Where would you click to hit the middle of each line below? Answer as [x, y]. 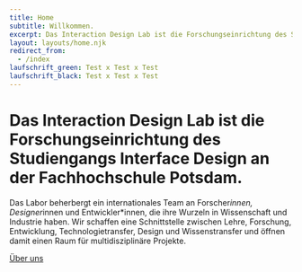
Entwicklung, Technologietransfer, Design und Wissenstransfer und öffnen [147, 231]
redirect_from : [38, 51]
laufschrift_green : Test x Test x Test [84, 68]
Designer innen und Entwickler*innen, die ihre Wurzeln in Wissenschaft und [148, 212]
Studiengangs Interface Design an [139, 158]
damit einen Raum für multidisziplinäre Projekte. [98, 241]
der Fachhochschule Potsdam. [126, 177]
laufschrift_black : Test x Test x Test [84, 76]
